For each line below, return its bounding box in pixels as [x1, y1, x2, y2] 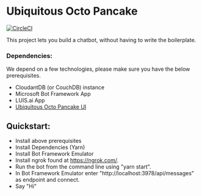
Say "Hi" [15, 183, 37, 190]
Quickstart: [6, 121, 51, 131]
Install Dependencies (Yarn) [15, 143, 85, 151]
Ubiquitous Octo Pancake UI [15, 103, 87, 111]
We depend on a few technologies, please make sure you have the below [6, 65, 190, 73]
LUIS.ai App [15, 96, 45, 104]
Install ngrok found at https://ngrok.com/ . [15, 157, 119, 164]
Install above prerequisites [15, 137, 82, 145]
